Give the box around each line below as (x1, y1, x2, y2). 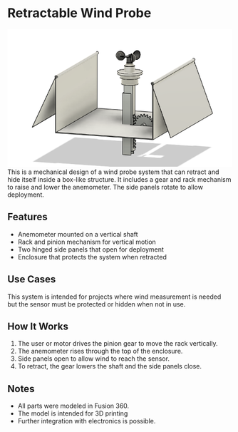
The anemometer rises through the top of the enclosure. (17, 347, 183, 356)
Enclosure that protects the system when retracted (17, 252, 167, 261)
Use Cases (7, 273, 56, 286)
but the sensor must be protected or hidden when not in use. (7, 299, 186, 308)
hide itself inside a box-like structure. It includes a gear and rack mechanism (7, 175, 232, 183)
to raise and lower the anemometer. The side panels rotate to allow (7, 182, 203, 191)
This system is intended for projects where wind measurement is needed (7, 292, 222, 301)
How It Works (7, 320, 69, 332)
